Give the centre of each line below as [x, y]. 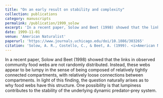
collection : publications [31, 14]
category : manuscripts [28, 18]
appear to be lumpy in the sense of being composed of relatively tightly [76, 70]
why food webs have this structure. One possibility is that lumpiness [73, 85]
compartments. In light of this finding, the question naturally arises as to [77, 80]
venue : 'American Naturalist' [36, 37]
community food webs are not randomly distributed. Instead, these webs [78, 65]
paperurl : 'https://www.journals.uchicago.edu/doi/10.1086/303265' [75, 41]
